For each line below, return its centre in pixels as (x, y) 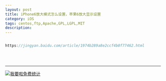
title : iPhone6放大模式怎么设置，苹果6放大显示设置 (53, 14)
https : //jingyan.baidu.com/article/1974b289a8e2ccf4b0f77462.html (75, 46)
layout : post (19, 10)
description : (19, 28)
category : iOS (20, 19)
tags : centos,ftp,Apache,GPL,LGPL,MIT (45, 23)
